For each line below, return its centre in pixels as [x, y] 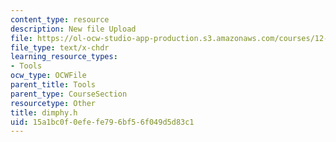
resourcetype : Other [53, 103]
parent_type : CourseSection [69, 94]
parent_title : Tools [53, 85]
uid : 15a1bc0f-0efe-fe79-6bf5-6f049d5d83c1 [102, 122]
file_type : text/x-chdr [60, 47]
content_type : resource [60, 19]
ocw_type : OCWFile [48, 76]
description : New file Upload [73, 29]
